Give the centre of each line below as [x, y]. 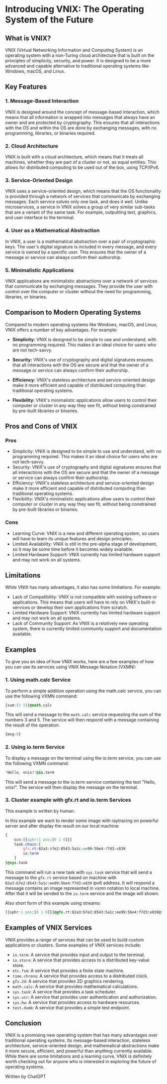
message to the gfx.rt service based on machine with [61, 877]
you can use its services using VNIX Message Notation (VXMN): [71, 667]
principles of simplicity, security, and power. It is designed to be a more [78, 60]
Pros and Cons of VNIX [42, 426]
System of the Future [49, 20]
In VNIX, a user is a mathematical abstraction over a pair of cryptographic [80, 241]
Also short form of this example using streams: [53, 903]
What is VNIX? [28, 38]
